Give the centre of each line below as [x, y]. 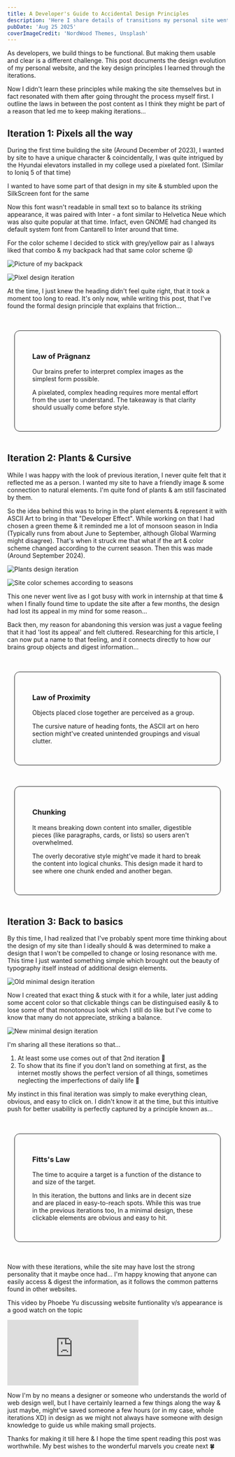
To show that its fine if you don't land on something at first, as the [112, 1066]
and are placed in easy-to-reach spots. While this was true [117, 1203]
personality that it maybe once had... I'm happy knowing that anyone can [112, 1274]
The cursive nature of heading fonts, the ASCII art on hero [116, 726]
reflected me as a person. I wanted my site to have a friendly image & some [116, 482]
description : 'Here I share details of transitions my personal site [111, 20]
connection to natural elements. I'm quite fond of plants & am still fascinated [117, 490]
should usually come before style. [81, 407]
